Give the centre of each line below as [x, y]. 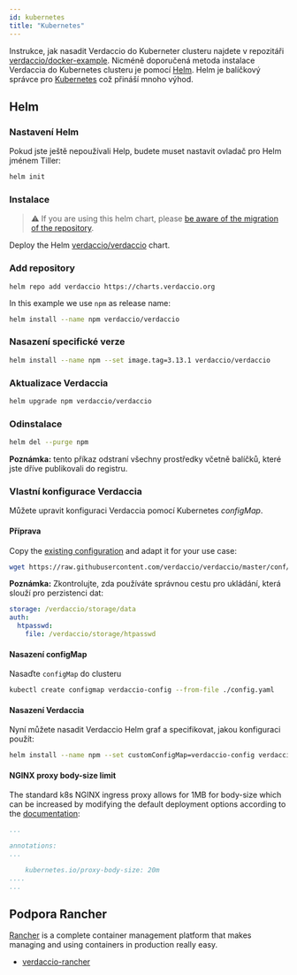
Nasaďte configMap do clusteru [65, 674]
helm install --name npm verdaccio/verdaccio [94, 319]
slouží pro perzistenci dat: [57, 593]
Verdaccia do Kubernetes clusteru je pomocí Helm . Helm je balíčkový [135, 69]
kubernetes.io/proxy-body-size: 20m [93, 870]
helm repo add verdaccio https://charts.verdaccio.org [112, 287]
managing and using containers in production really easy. [114, 945]
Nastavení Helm [44, 132]
